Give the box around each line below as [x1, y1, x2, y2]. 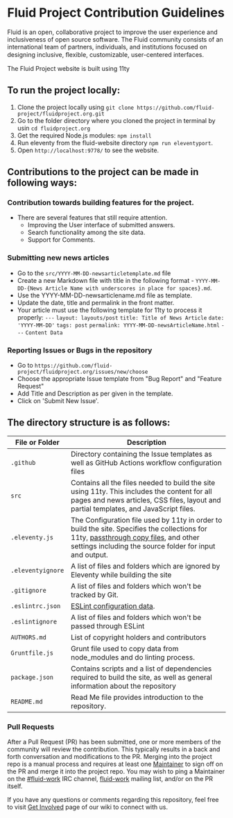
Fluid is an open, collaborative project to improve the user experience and [7, 28, 218, 36]
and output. [70, 550, 109, 559]
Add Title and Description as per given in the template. [17, 389, 173, 398]
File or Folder [15, 437, 60, 447]
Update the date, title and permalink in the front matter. [17, 298, 175, 306]
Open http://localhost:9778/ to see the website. [17, 146, 159, 154]
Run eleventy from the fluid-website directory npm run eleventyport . [17, 138, 214, 147]
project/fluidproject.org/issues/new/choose [17, 368, 148, 376]
